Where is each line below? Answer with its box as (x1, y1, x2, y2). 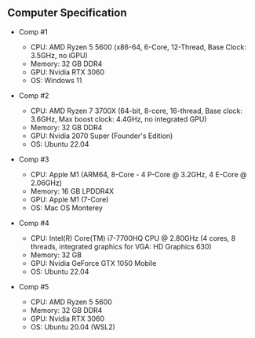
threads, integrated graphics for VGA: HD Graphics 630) (30, 242, 213, 251)
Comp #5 (18, 282, 49, 291)
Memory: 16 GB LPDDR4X (30, 186, 115, 195)
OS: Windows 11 (30, 75, 82, 85)
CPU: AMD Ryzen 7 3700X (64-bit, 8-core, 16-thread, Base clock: (30, 106, 243, 115)
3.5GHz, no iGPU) (30, 50, 88, 60)
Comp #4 (18, 218, 50, 227)
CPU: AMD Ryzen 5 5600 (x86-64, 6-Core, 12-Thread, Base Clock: (30, 42, 246, 52)
